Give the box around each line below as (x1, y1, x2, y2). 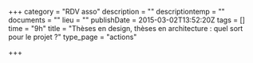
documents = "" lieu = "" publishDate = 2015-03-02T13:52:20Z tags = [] (8, 15, 246, 25)
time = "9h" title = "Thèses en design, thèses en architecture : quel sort (8, 24, 243, 33)
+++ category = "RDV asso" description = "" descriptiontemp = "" (8, 7, 225, 16)
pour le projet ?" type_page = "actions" (8, 32, 137, 41)
